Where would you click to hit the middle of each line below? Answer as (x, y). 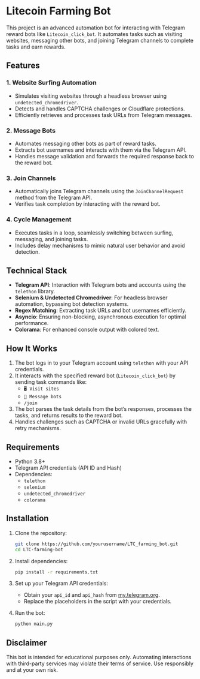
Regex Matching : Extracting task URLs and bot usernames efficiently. (101, 311)
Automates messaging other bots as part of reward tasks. (85, 143)
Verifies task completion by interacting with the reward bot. (87, 204)
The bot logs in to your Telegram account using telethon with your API (101, 363)
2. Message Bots (31, 130)
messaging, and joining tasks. (51, 239)
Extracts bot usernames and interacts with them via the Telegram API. (101, 150)
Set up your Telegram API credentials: (61, 584)
